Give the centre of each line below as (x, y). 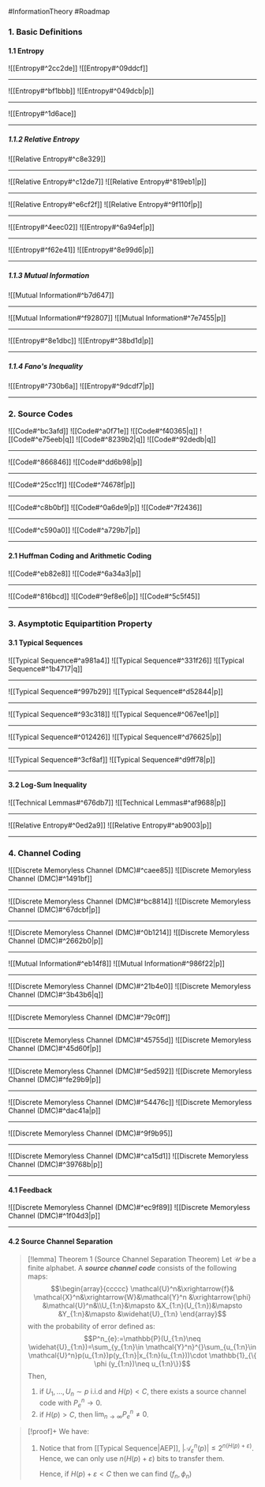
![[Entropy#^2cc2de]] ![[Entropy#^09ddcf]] (78, 68)
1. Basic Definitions (45, 32)
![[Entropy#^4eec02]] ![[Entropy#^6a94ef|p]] (82, 227)
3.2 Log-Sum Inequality (48, 785)
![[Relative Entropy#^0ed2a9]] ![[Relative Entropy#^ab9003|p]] (110, 825)
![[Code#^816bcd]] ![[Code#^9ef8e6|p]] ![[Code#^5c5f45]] (104, 596)
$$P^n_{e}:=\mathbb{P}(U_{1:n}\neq (142, 1339)
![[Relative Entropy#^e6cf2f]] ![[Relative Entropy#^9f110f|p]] (105, 205)
